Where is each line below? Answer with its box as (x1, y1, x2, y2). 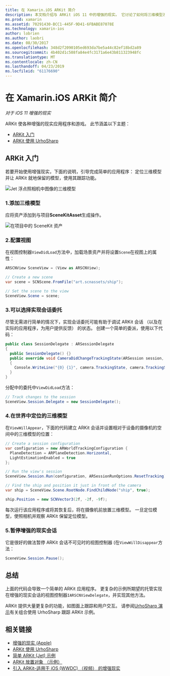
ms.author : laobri (5, 36, 44, 41)
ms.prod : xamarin (5, 17, 42, 22)
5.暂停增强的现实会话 (5, 527, 57, 534)
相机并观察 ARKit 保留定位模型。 (22, 513, 91, 519)
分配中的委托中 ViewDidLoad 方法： (5, 384, 75, 390)
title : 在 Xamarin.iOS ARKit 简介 (5, 7, 76, 13)
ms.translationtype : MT (5, 54, 56, 60)
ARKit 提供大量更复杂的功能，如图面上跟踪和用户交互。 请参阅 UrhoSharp (5, 602, 157, 609)
